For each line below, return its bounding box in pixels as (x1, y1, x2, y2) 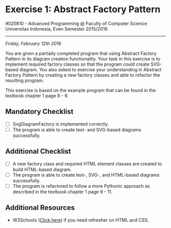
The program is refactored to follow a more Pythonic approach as (12, 183, 150, 189)
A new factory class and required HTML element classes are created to (12, 160, 162, 166)
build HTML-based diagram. (12, 166, 72, 173)
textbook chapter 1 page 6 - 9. (5, 93, 69, 99)
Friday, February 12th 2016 (5, 40, 62, 46)
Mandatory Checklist (5, 107, 74, 116)
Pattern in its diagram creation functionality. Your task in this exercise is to (5, 55, 160, 62)
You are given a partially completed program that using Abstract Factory (5, 50, 157, 56)
